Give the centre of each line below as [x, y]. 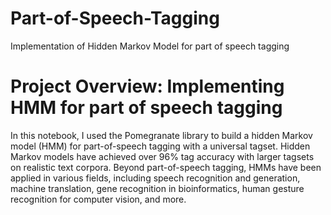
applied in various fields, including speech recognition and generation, [155, 178]
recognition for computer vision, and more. [98, 199]
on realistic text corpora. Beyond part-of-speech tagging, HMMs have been [166, 167]
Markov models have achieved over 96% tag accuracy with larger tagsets [162, 156]
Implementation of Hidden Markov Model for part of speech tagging [150, 46]
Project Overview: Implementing [147, 86]
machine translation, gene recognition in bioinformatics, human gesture [157, 188]
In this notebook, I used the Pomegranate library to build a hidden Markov [161, 135]
